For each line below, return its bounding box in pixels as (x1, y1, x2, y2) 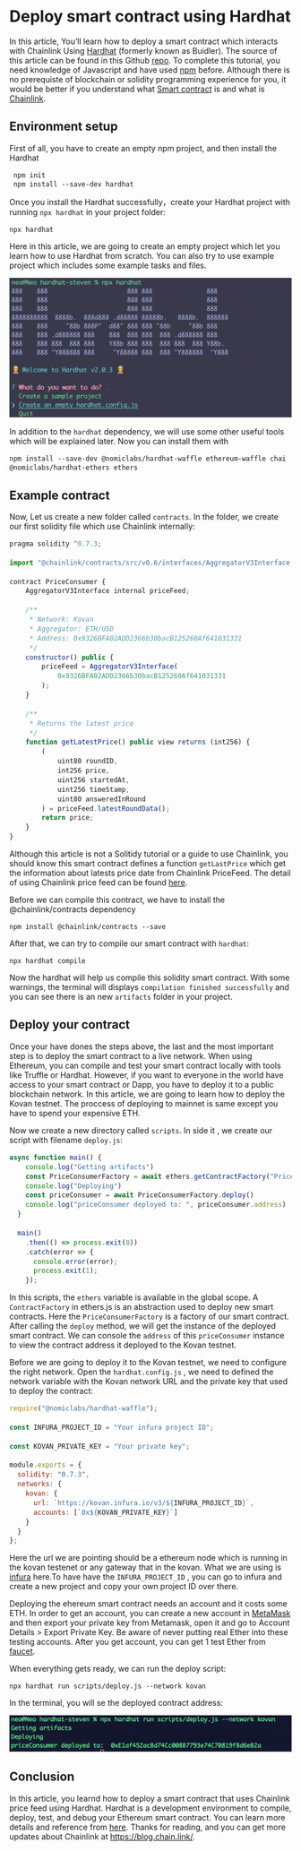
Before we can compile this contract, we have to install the (9, 894, 226, 906)
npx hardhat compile (9, 957, 87, 966)
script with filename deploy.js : (9, 1134, 124, 1145)
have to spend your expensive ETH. (9, 1107, 141, 1118)
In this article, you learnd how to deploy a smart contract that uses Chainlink (9, 1793, 290, 1804)
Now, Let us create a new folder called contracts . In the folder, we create (9, 512, 279, 522)
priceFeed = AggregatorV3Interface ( (41, 662, 178, 671)
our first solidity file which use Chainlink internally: (9, 521, 195, 532)
